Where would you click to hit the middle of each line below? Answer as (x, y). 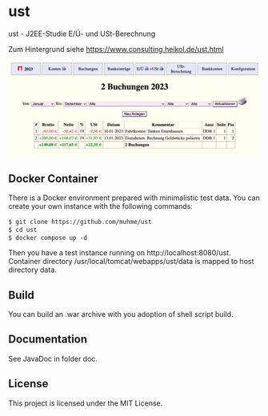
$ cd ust (23, 230)
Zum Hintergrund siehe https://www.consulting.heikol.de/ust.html (116, 49)
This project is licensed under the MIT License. (86, 403)
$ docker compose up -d (48, 238)
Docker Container (53, 178)
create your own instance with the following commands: (101, 206)
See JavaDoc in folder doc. (53, 358)
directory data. (33, 270)
